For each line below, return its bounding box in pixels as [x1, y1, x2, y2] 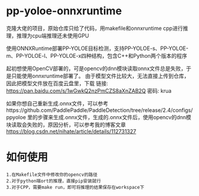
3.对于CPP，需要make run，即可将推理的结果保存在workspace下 [6, 184, 144, 190]
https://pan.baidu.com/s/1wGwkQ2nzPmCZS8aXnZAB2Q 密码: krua [6, 87, 172, 94]
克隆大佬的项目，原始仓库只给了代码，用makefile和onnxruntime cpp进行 [6, 24, 183, 32]
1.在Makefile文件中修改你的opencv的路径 [6, 172, 98, 178]
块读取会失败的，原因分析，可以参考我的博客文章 [6, 121, 126, 128]
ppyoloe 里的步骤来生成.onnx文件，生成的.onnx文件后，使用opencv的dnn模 [6, 113, 192, 120]
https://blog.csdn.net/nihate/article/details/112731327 [6, 127, 137, 135]
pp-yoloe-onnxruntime [6, 4, 122, 18]
